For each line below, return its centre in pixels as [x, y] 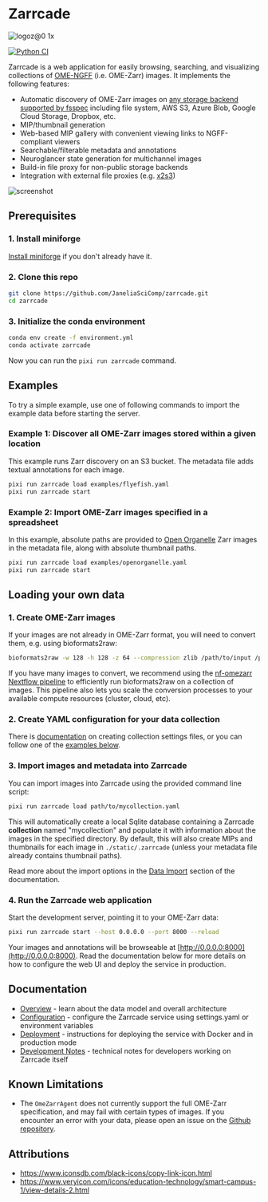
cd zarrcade [28, 301]
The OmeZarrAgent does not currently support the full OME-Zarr [123, 1103]
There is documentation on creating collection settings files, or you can [125, 737]
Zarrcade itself [44, 1059]
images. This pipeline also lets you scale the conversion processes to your [130, 690]
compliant [36, 141]
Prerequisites [42, 216]
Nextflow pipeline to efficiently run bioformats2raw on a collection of [121, 682]
